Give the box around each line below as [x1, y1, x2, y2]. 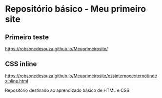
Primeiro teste [5, 33, 49, 41]
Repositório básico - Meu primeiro [5, 3, 146, 15]
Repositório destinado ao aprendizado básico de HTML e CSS [5, 87, 129, 93]
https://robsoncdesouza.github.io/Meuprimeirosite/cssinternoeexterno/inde [5, 73, 158, 79]
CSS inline [5, 60, 37, 68]
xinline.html [5, 78, 28, 83]
